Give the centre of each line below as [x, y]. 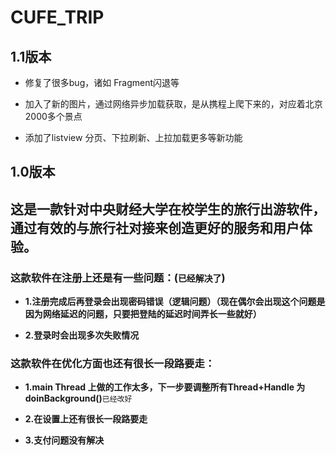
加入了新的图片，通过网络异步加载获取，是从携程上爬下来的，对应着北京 [173, 104]
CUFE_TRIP [57, 17]
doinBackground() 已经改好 [78, 398]
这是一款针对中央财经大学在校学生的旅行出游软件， [168, 209]
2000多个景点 [53, 116]
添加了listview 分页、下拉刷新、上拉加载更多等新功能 [133, 137]
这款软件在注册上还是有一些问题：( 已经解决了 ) [118, 278]
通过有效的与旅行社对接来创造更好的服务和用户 [155, 227]
